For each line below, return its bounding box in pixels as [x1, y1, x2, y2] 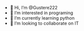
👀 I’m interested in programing [10, 10, 73, 16]
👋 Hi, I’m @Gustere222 [10, 5, 58, 10]
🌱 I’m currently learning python [10, 15, 75, 21]
